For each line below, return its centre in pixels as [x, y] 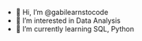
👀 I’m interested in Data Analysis [68, 20]
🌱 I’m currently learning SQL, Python [75, 29]
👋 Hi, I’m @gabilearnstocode [62, 12]
